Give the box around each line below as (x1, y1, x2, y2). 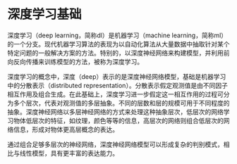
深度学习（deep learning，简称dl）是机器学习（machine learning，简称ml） (7, 31, 228, 39)
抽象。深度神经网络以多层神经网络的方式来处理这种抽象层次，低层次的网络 (7, 107, 224, 116)
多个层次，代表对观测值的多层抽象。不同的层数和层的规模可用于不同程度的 (13, 99, 230, 107)
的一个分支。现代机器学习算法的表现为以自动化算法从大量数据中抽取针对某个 (7, 39, 230, 48)
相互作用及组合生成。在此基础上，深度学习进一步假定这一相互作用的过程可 (7, 89, 224, 99)
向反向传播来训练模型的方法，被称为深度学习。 (7, 57, 143, 65)
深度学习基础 (7, 6, 83, 23)
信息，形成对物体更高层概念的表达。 (13, 125, 119, 134)
